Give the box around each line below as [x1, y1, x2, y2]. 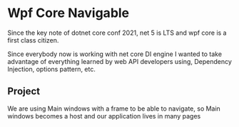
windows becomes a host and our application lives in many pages [7, 111, 201, 120]
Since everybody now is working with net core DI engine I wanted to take [7, 50, 223, 58]
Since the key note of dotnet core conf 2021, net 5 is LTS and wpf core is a [7, 28, 227, 37]
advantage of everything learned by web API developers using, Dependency [7, 57, 232, 65]
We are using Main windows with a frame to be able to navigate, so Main [7, 104, 221, 113]
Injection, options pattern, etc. [7, 65, 96, 73]
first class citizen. [7, 35, 59, 44]
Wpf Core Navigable [7, 5, 130, 21]
